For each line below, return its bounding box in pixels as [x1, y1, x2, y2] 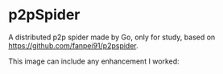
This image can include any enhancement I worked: [8, 56, 180, 66]
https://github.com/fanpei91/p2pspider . [8, 40, 138, 50]
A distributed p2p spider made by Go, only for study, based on [8, 32, 216, 42]
